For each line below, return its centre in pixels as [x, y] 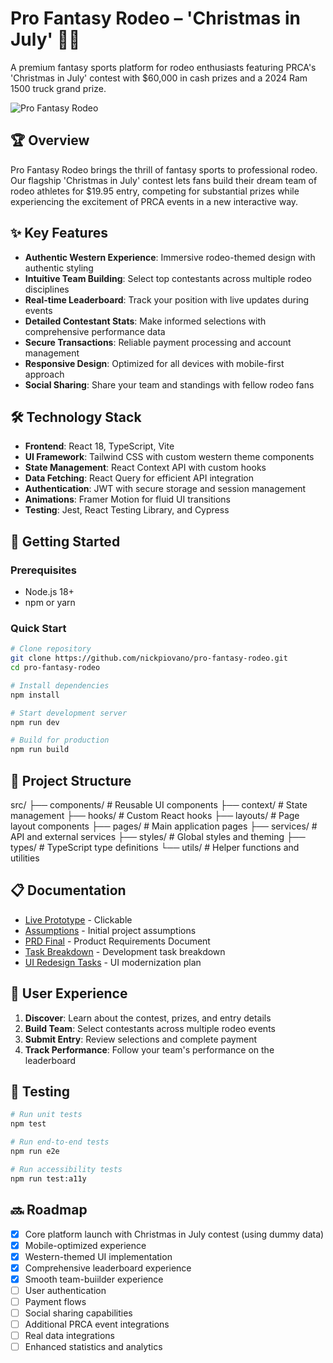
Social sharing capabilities [78, 1313]
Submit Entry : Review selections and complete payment [140, 1039]
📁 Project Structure [71, 780]
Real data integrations [69, 1336]
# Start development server [69, 713]
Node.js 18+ [49, 592]
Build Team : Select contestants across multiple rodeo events [150, 1028]
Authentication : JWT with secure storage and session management [165, 489]
